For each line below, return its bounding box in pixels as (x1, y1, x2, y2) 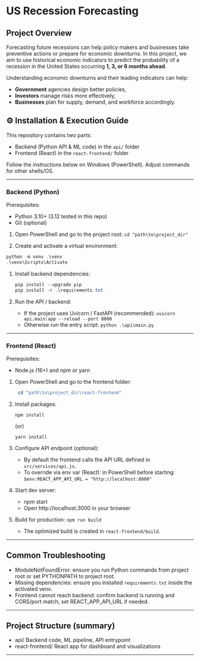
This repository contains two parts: (6, 131, 92, 138)
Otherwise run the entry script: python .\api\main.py (23, 321, 154, 328)
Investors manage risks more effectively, (14, 92, 116, 99)
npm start (23, 498, 48, 505)
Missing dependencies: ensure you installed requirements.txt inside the (14, 579, 192, 586)
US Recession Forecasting (6, 4, 139, 18)
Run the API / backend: (14, 298, 71, 305)
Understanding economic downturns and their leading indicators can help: (6, 75, 189, 81)
